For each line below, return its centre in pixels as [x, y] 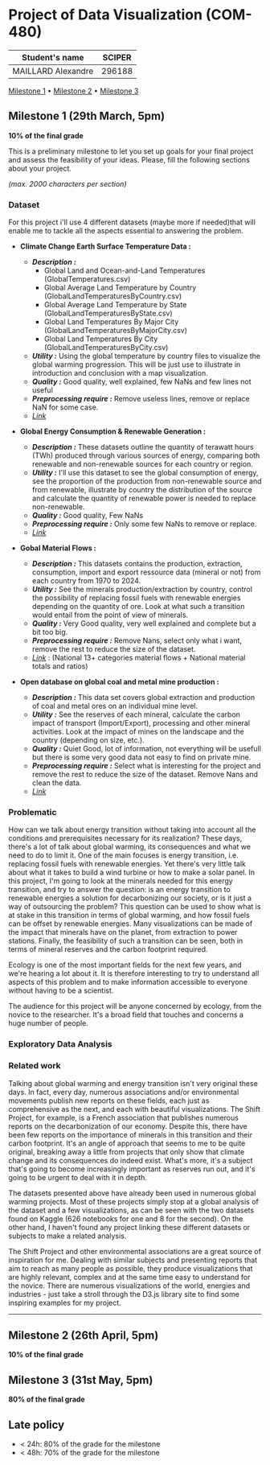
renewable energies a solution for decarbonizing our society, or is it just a [130, 898]
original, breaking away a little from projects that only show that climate [127, 1151]
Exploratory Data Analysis [60, 1044]
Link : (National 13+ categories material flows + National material [139, 658]
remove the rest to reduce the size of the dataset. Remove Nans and [145, 775]
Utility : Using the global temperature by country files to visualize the [146, 356]
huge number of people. [48, 1023]
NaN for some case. [65, 407]
